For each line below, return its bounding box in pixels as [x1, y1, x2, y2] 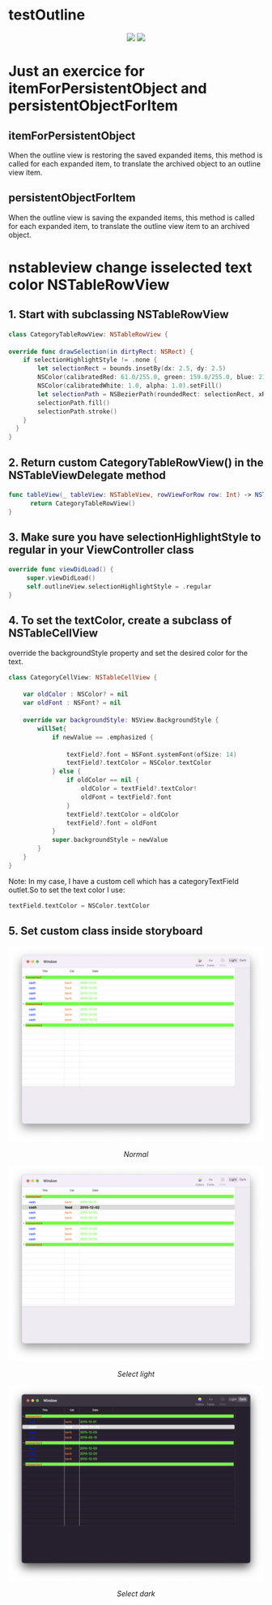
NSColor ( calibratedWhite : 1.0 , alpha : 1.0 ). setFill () [37, 382, 223, 390]
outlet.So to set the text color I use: [8, 885, 125, 895]
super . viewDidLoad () [26, 574, 96, 582]
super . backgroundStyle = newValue [51, 836, 168, 844]
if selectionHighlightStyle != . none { [23, 356, 158, 365]
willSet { [37, 724, 67, 732]
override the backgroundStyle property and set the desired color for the [8, 648, 249, 658]
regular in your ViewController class [8, 542, 194, 557]
